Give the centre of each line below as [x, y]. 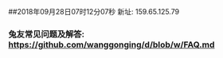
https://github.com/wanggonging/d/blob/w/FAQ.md [111, 44]
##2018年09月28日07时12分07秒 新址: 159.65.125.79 [94, 12]
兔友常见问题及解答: [47, 34]
